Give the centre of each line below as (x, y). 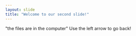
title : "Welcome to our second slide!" (47, 14)
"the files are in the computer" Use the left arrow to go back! (68, 28)
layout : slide (20, 10)
